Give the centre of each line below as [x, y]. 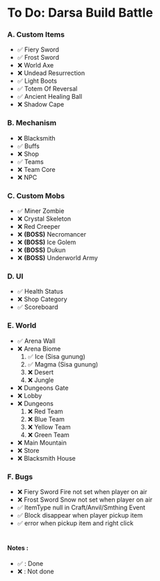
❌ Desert [41, 372]
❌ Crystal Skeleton [44, 219]
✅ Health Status [40, 292]
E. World [22, 326]
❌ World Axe [35, 65]
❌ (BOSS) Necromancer [52, 234]
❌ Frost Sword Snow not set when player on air [85, 500]
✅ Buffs [28, 146]
